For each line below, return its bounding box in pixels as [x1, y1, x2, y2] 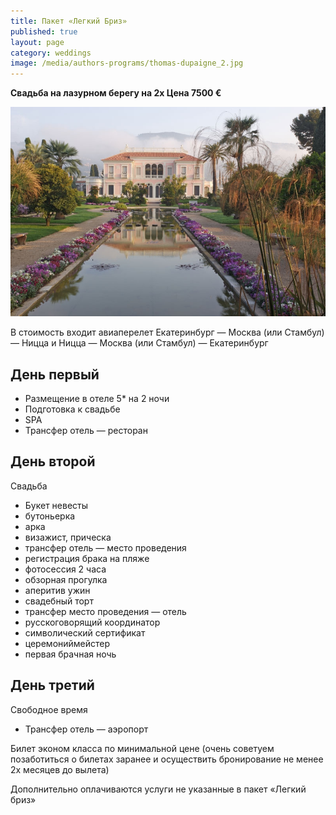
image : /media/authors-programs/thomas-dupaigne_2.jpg [10, 58, 244, 69]
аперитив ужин [24, 584, 91, 596]
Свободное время [10, 703, 88, 715]
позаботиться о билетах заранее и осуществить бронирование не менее [10, 753, 324, 765]
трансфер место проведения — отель [24, 605, 187, 617]
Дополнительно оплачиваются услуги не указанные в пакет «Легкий [10, 783, 307, 795]
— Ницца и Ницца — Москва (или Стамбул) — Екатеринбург [10, 337, 269, 349]
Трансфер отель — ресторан [24, 425, 148, 437]
